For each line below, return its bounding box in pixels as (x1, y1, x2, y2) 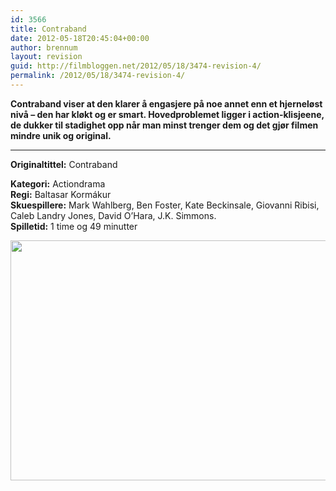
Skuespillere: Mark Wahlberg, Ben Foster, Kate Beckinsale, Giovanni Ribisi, (10, 199, 320, 211)
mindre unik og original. (10, 129, 112, 141)
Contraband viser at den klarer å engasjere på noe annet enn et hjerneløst (10, 97, 323, 110)
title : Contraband (10, 24, 87, 34)
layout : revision (10, 52, 83, 62)
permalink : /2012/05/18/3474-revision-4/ (10, 71, 186, 81)
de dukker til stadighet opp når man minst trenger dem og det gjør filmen (10, 119, 319, 131)
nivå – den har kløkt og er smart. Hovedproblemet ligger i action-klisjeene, (10, 108, 325, 120)
